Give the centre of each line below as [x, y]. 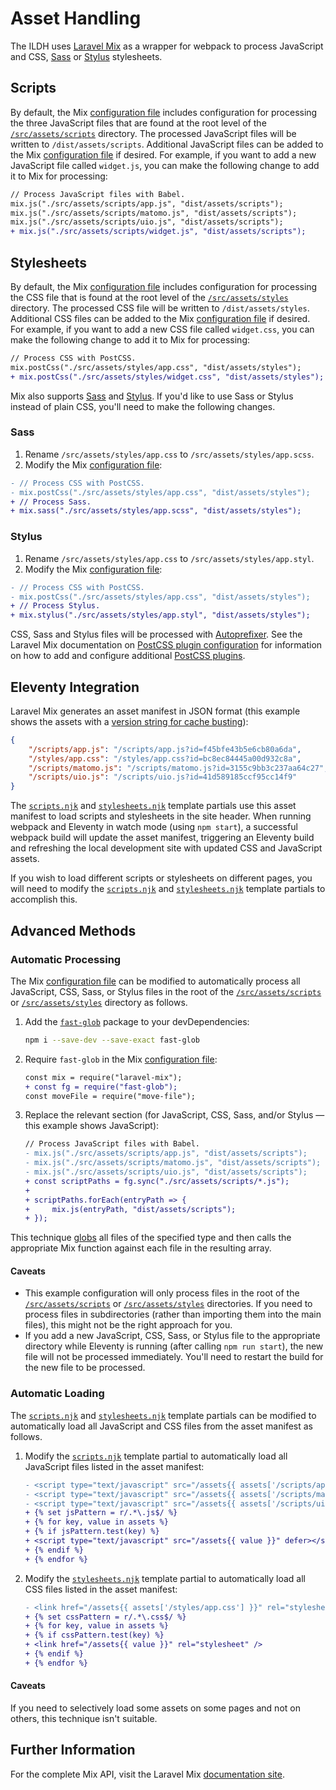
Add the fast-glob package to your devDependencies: [137, 1021]
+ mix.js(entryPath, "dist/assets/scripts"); [130, 1209]
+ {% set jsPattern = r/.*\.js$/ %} [101, 1513]
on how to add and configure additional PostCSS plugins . [128, 656]
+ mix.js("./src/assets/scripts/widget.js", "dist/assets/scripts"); [158, 232]
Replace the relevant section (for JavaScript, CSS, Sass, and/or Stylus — [174, 1115]
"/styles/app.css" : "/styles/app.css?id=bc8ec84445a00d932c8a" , [165, 758]
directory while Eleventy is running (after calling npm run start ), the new [174, 1346]
